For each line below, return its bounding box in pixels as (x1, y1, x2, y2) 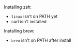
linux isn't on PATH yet (11, 14, 58, 19)
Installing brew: (4, 28, 34, 33)
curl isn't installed (11, 19, 46, 24)
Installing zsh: (4, 4, 32, 10)
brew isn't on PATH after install (11, 37, 72, 43)
